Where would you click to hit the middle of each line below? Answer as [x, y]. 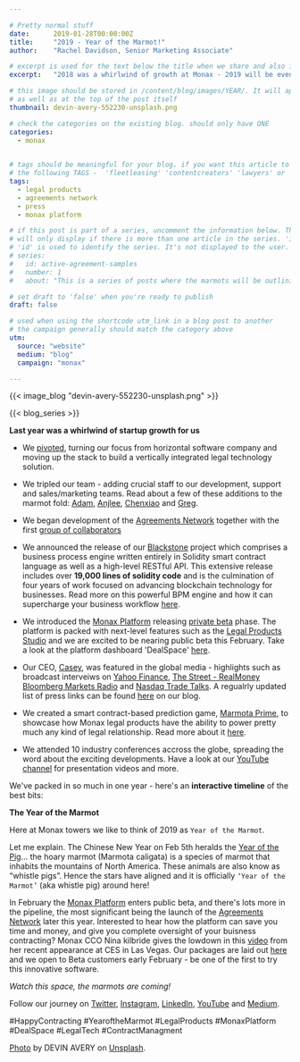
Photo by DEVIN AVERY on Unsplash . [78, 1048]
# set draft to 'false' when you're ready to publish [112, 297]
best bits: [26, 796]
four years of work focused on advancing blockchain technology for [147, 586]
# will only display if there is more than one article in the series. [145, 239]
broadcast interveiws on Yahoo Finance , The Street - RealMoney [141, 677]
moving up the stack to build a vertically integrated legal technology [147, 458]
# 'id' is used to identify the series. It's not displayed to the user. [150, 248]
